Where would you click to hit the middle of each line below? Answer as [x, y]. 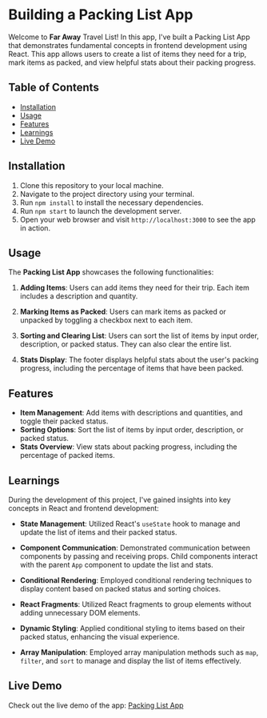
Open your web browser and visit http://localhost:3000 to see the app [137, 219]
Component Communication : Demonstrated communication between [135, 548]
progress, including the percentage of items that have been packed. [132, 368]
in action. [35, 228]
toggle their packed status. [64, 421]
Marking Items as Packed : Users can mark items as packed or [123, 312]
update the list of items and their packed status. [98, 532]
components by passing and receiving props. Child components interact [139, 556]
